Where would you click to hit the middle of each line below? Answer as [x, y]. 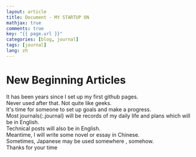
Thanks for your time [32, 147]
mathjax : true [24, 23]
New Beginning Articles [66, 80]
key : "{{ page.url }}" [34, 34]
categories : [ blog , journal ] [42, 39]
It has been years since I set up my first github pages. [72, 97]
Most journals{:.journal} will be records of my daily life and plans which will [98, 116]
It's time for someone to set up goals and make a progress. [79, 109]
